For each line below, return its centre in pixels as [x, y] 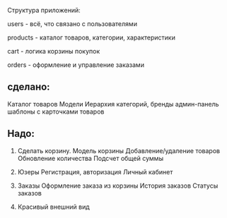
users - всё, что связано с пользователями [72, 24]
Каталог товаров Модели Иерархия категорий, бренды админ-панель [113, 104]
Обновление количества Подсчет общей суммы [91, 158]
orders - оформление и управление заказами [76, 65]
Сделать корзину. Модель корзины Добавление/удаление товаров [119, 150]
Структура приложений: [44, 10]
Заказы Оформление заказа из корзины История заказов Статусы [118, 186]
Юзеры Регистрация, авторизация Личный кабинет [95, 171]
